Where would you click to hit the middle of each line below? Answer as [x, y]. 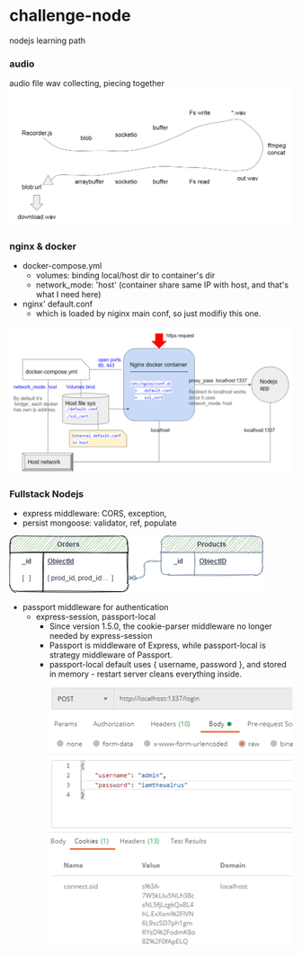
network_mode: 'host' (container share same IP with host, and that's [162, 285]
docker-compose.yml [62, 266]
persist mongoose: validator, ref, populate [99, 523]
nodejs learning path [48, 40]
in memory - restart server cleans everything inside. [146, 674]
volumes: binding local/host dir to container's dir [125, 276]
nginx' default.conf [57, 304]
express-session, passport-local [96, 617]
